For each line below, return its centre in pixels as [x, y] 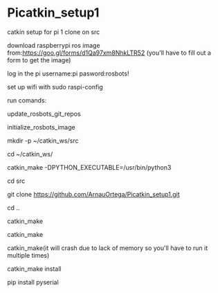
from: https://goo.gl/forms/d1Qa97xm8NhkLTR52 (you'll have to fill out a [109, 53]
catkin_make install [34, 269]
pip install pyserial [33, 282]
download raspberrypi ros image [54, 45]
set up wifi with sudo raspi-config [55, 87]
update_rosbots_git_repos [44, 114]
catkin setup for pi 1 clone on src [54, 32]
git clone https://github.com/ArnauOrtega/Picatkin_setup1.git [93, 194]
